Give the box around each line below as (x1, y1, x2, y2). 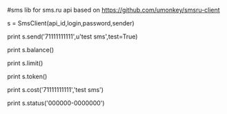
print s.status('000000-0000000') (7, 99, 105, 107)
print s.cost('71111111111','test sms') (7, 86, 104, 93)
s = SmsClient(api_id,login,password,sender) (7, 19, 135, 27)
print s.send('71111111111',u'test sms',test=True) (7, 32, 138, 41)
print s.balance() (7, 46, 55, 54)
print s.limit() (7, 59, 43, 67)
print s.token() (7, 72, 48, 80)
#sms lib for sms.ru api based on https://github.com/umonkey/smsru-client (7, 6, 220, 14)
